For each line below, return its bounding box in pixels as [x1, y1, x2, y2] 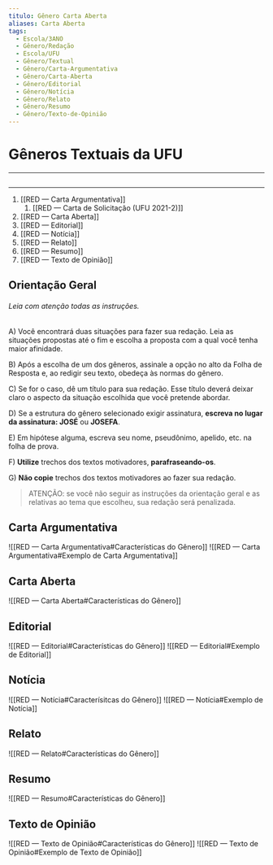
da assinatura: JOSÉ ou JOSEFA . [8, 416, 120, 427]
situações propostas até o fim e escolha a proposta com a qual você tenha [8, 335, 258, 345]
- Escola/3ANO [15, 34, 63, 43]
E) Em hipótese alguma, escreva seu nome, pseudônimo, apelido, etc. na [8, 432, 252, 442]
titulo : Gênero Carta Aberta [8, 11, 107, 20]
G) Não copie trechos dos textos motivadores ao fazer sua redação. [8, 472, 236, 482]
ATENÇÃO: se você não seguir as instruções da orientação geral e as [28, 489, 260, 498]
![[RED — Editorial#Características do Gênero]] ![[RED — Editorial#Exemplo [8, 641, 260, 650]
